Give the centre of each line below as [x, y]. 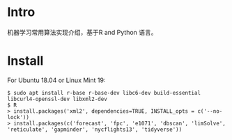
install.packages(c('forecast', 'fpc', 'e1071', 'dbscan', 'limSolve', [120, 123]
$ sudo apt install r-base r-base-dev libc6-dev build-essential [104, 93]
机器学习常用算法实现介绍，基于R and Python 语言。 [83, 32]
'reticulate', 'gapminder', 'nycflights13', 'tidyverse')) [95, 130]
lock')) [18, 117]
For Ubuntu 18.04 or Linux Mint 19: [56, 80]
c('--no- [210, 111]
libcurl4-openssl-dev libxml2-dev [57, 99]
